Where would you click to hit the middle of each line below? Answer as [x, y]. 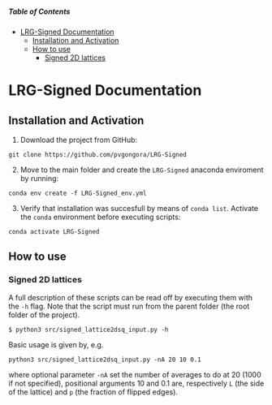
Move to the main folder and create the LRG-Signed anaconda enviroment [142, 170]
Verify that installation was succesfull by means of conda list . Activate [139, 208]
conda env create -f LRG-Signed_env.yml [78, 193]
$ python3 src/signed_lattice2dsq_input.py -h [89, 330]
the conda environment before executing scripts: [100, 217]
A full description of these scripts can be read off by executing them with [131, 297]
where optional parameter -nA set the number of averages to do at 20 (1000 [135, 374]
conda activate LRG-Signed [54, 231]
